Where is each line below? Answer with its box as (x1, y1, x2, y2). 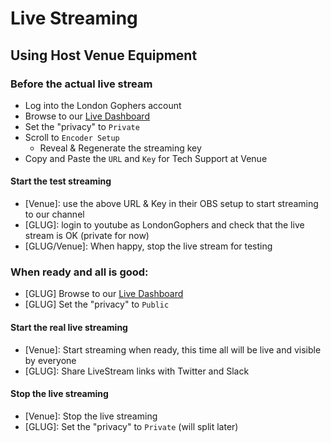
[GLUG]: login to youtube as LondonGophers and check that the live (24, 219, 305, 231)
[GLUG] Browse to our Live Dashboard (24, 288, 184, 300)
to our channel (24, 208, 85, 221)
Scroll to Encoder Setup (24, 131, 120, 143)
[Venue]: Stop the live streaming (24, 410, 158, 422)
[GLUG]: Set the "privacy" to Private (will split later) (24, 420, 239, 432)
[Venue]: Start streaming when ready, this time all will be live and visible (24, 343, 322, 356)
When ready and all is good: (10, 265, 149, 279)
